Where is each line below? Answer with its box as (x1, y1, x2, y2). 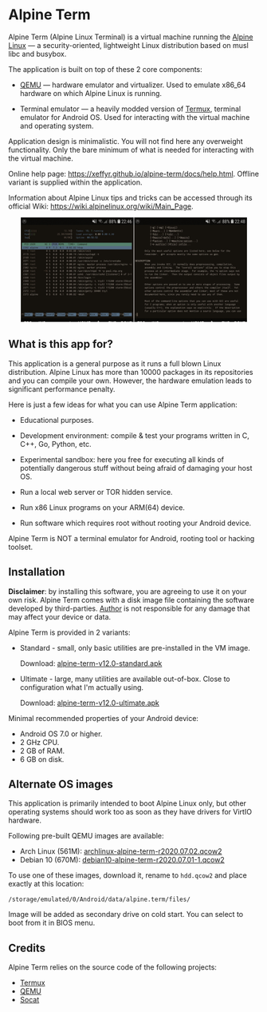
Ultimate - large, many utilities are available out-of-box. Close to (19, 674, 230, 683)
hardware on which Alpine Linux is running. (19, 88, 162, 98)
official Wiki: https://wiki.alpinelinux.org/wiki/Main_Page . (8, 201, 194, 211)
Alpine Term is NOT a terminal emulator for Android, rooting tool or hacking (8, 533, 255, 543)
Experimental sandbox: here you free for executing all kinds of (19, 454, 225, 464)
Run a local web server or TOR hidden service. (19, 487, 173, 496)
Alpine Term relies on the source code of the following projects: (8, 962, 218, 972)
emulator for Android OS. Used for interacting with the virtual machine (19, 112, 250, 122)
